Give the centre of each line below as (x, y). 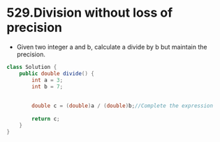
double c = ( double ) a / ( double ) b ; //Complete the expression (123, 106)
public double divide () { (57, 73)
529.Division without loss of (90, 13)
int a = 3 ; (47, 80)
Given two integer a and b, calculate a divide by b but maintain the (112, 47)
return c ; (46, 119)
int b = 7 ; (47, 86)
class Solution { (32, 67)
